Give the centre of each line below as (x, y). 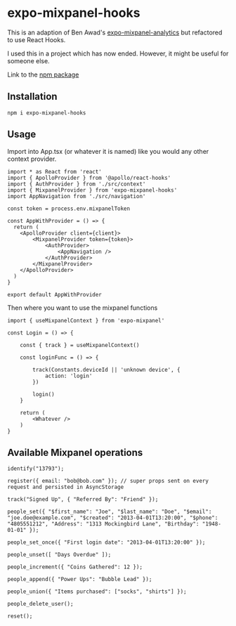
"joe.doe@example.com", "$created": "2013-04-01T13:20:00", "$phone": (113, 518)
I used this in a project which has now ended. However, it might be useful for (118, 53)
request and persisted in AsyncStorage (66, 487)
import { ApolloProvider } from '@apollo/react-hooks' (89, 178)
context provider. (32, 159)
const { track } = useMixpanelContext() (80, 345)
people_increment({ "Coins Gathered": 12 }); (75, 567)
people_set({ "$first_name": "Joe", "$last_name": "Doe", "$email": (110, 512)
